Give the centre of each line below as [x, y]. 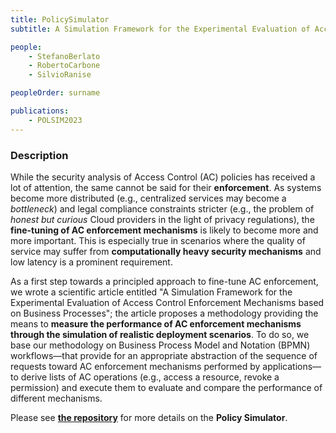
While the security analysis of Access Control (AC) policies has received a [163, 177]
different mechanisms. [56, 398]
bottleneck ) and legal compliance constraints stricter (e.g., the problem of [162, 208]
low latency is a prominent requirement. [91, 262]
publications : [40, 111]
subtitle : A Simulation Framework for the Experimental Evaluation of [160, 29]
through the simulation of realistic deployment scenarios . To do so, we [160, 334]
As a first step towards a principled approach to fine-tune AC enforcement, [164, 281]
